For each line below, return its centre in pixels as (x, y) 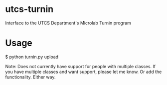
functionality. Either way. (30, 77)
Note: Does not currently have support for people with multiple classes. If (81, 66)
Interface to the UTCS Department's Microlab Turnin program (68, 23)
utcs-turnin (29, 9)
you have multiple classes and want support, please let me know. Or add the (83, 72)
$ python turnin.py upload (32, 57)
